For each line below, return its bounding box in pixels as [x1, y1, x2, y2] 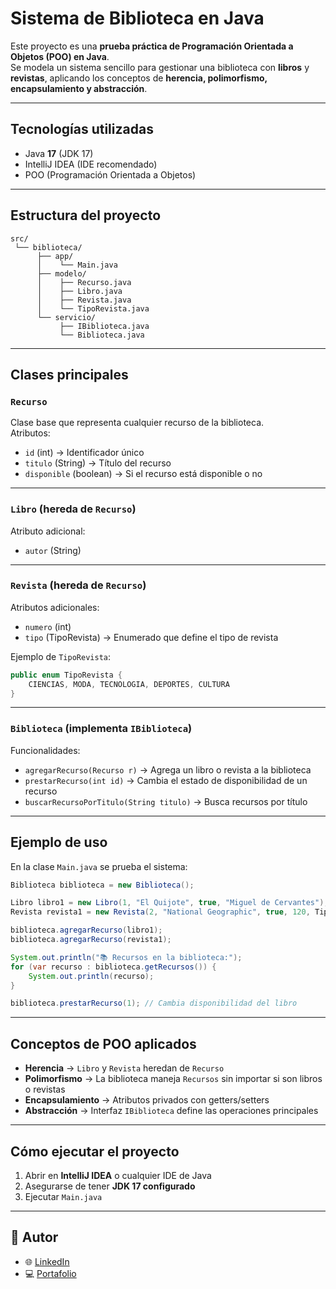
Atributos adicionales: [10, 601, 100, 613]
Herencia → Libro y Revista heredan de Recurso [24, 1062, 225, 1074]
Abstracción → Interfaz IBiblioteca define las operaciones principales [24, 1105, 319, 1117]
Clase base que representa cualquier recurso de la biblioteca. [10, 417, 265, 429]
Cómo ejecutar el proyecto [10, 1143, 180, 1160]
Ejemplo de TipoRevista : [10, 650, 111, 662]
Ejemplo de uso [10, 834, 108, 851]
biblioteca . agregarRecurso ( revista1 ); [10, 935, 172, 945]
